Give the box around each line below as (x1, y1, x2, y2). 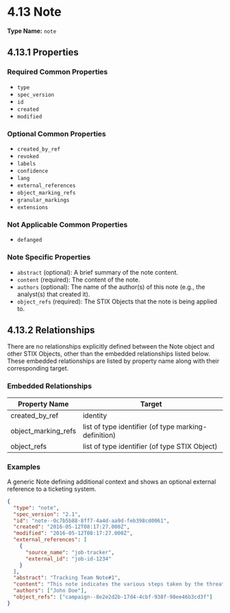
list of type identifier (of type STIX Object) (82, 441, 218, 451)
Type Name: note (7, 27, 57, 35)
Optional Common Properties (7, 129, 106, 138)
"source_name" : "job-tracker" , (25, 549, 115, 555)
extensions (16, 203, 49, 211)
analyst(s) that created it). (16, 290, 90, 298)
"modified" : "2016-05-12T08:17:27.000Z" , (13, 530, 133, 537)
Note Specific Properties (7, 253, 91, 262)
